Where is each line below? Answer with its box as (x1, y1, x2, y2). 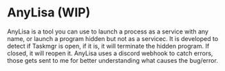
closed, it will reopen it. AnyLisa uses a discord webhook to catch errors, (7, 49, 213, 57)
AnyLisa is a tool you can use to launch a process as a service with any (7, 27, 208, 35)
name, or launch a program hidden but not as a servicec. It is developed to (7, 34, 219, 42)
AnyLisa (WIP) (7, 5, 91, 20)
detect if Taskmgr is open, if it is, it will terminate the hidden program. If (7, 42, 210, 50)
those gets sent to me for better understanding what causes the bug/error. (7, 56, 218, 64)
